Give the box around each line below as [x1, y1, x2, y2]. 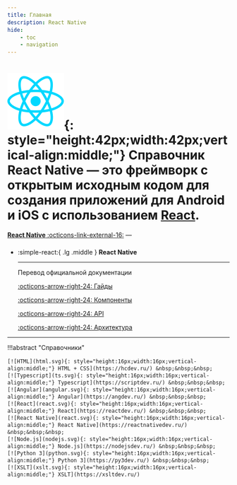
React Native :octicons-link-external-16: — [7, 230, 133, 240]
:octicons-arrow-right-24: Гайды [17, 282, 113, 291]
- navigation [20, 41, 59, 49]
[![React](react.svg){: [7, 400, 78, 408]
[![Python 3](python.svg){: [7, 450, 90, 457]
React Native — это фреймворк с [7, 163, 208, 178]
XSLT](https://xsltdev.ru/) [57, 471, 140, 479]
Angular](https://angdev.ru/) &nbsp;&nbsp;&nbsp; [57, 393, 207, 401]
